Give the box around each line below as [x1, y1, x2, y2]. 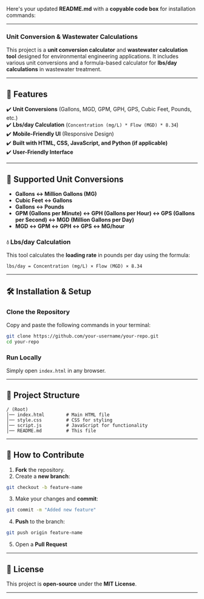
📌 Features [6, 89, 48, 99]
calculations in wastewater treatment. [6, 66, 102, 73]
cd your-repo [6, 339, 39, 345]
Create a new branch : [15, 473, 70, 480]
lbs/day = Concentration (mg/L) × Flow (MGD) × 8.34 [6, 263, 143, 269]
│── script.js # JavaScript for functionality [6, 422, 148, 428]
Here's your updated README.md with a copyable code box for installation [6, 5, 196, 12]
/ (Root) [6, 406, 29, 412]
